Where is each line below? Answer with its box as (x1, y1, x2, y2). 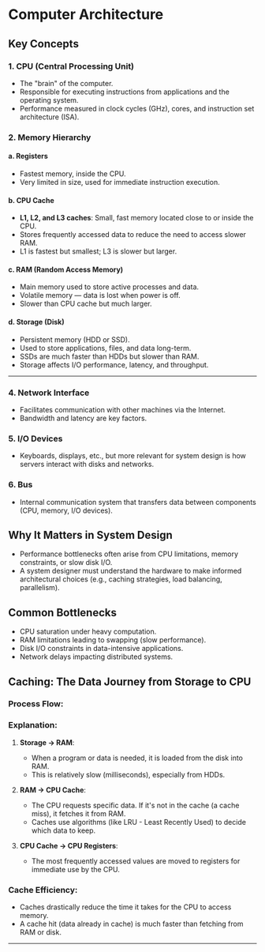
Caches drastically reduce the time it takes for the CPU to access (19, 902, 232, 912)
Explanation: (8, 720, 58, 731)
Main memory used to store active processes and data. (19, 282, 200, 292)
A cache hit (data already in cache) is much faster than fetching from (19, 919, 244, 929)
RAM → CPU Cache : (19, 785, 87, 795)
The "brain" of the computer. (19, 78, 114, 88)
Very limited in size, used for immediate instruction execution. (19, 178, 220, 186)
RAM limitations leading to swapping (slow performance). (19, 635, 207, 645)
